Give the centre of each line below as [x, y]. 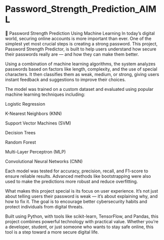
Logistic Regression [25, 104]
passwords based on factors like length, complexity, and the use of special [81, 69]
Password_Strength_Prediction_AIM [81, 9]
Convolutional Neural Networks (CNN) [44, 161]
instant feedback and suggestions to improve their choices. [65, 80]
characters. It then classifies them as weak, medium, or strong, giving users [82, 74]
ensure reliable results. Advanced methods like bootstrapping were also [78, 176]
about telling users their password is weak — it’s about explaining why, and [82, 196]
